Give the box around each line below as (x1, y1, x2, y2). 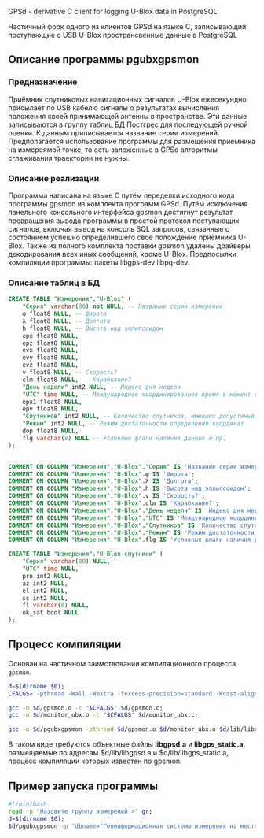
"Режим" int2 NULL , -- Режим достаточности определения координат (22, 420, 244, 428)
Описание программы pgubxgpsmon (8, 53, 200, 66)
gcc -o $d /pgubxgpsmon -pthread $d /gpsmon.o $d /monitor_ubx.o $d (8, 725, 226, 733)
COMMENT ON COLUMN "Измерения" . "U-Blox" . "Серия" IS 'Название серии (8, 462, 237, 471)
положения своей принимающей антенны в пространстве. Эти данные (8, 111, 247, 121)
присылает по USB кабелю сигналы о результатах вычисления (8, 102, 220, 113)
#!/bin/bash (8, 800, 47, 808)
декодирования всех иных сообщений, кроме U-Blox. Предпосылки (8, 249, 237, 258)
